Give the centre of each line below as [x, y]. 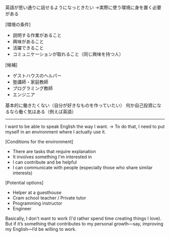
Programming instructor [37, 203]
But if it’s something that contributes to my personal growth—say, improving [84, 224]
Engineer [22, 208]
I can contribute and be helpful [45, 162]
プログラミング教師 [33, 88]
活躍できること [28, 48]
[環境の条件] [18, 25]
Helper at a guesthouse [37, 193]
